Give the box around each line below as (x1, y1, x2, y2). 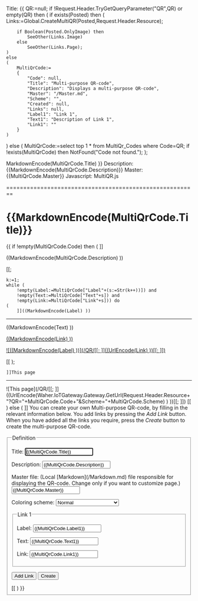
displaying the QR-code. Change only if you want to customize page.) (11, 480, 181, 487)
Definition (12, 434, 36, 441)
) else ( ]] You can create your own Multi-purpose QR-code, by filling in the (6, 404, 188, 411)
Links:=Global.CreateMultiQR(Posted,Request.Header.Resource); (6, 18, 163, 24)
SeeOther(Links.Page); (27, 44, 83, 50)
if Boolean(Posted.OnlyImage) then (16, 29, 104, 35)
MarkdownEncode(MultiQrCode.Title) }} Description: (6, 160, 134, 167)
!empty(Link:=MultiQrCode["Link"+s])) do (16, 298, 120, 303)
